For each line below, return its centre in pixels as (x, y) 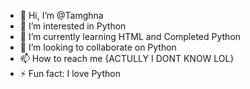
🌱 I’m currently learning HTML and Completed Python (130, 36)
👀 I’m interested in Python (73, 26)
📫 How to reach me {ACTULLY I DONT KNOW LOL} (127, 58)
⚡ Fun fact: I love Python (70, 73)
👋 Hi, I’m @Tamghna (61, 15)
